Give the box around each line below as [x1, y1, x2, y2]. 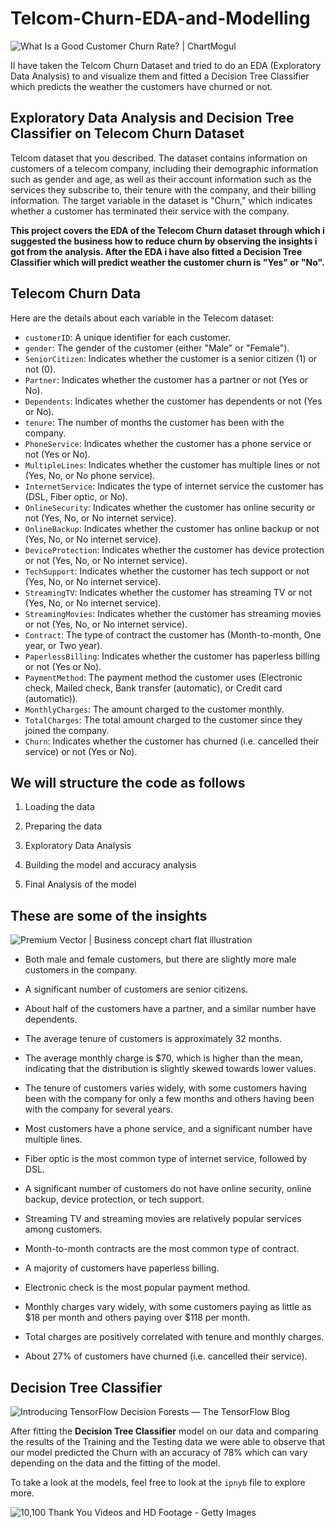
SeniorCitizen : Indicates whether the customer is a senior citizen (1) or [24, 352, 318, 364]
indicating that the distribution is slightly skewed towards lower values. [24, 1063, 317, 1075]
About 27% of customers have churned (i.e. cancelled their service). [24, 1350, 308, 1362]
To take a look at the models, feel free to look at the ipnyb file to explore [10, 1477, 306, 1488]
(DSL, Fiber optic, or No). [24, 490, 128, 502]
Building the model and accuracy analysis [24, 859, 197, 871]
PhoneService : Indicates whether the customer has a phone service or [24, 437, 312, 449]
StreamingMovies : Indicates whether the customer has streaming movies [24, 607, 322, 619]
